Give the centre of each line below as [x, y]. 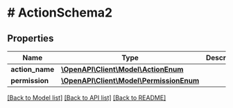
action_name [33, 69]
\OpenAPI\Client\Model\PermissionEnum [130, 81]
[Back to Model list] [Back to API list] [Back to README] [87, 98]
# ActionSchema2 [60, 13]
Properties [31, 38]
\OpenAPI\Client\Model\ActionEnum [122, 69]
